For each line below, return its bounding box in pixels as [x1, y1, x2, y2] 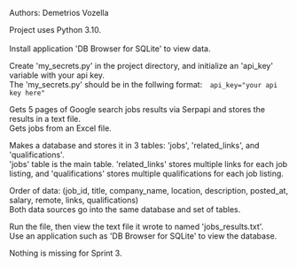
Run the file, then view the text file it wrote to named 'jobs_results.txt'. [9, 221, 264, 232]
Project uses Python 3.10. [9, 25, 102, 34]
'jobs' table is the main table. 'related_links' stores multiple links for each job [9, 159, 288, 169]
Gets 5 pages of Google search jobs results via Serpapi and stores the [9, 104, 266, 114]
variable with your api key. [9, 70, 105, 80]
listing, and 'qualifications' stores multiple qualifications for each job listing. [9, 168, 284, 179]
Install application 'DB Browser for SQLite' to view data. [9, 43, 211, 54]
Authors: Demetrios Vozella [9, 8, 109, 18]
